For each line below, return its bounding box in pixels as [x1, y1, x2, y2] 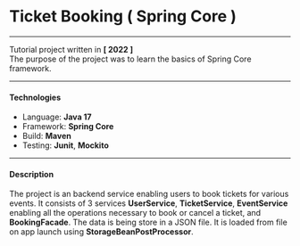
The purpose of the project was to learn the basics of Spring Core [9, 53, 252, 64]
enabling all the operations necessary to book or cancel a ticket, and [9, 208, 262, 218]
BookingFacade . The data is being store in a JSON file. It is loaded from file [9, 217, 287, 228]
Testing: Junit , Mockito [21, 140, 109, 151]
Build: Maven [21, 131, 71, 142]
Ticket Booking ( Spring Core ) [9, 6, 237, 27]
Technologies [9, 92, 62, 102]
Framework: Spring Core [21, 121, 114, 132]
